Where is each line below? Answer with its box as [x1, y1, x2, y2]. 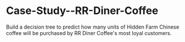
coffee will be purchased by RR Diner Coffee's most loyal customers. [6, 29, 172, 36]
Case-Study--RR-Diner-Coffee [6, 4, 159, 17]
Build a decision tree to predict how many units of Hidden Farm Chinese [6, 23, 180, 30]
